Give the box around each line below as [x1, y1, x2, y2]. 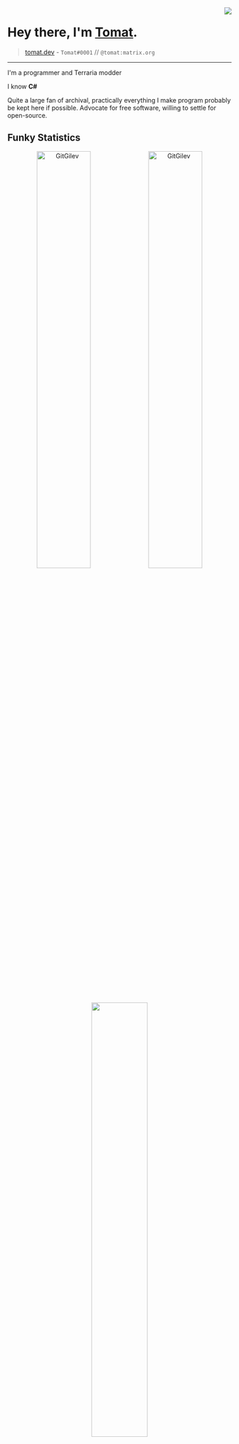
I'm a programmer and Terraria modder [7, 68, 122, 77]
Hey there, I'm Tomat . [7, 24, 138, 41]
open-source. [7, 110, 48, 120]
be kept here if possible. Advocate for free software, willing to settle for [7, 103, 217, 112]
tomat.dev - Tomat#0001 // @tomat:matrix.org [24, 48, 155, 56]
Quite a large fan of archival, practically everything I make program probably [7, 96, 231, 104]
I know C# [7, 82, 38, 91]
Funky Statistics [7, 132, 81, 144]
